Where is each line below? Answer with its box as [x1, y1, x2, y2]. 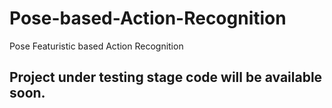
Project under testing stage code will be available [9, 69, 323, 86]
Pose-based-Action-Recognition [9, 7, 287, 30]
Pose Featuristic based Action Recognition [9, 40, 184, 52]
